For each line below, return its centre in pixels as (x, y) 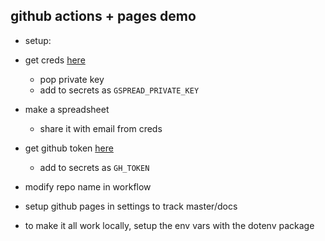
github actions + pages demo (103, 16)
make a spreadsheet (67, 109)
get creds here (55, 60)
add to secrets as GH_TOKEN (94, 167)
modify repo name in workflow (88, 186)
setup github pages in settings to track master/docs (131, 206)
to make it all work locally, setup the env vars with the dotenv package (169, 225)
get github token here (69, 148)
